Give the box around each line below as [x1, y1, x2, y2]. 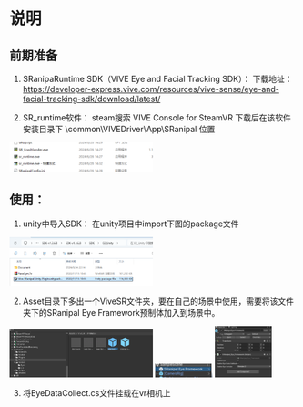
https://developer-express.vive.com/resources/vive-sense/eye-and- [22, 84, 280, 94]
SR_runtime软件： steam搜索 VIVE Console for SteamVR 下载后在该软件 [22, 112, 291, 123]
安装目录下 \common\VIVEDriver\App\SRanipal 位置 [22, 124, 216, 134]
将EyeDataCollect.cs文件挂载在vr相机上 [22, 387, 171, 398]
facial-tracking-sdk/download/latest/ [22, 93, 161, 104]
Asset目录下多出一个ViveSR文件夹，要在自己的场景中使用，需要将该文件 [22, 296, 294, 307]
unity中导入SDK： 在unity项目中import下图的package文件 [22, 218, 239, 229]
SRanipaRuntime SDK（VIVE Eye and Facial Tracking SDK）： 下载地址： [22, 74, 293, 84]
